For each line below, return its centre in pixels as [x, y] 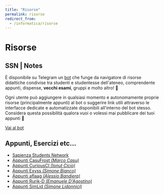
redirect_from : [21, 19]
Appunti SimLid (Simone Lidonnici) [47, 187]
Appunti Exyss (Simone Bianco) [44, 171]
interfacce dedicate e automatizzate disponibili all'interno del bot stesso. [78, 108]
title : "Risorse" [23, 10]
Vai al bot [14, 128]
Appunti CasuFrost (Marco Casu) [46, 161]
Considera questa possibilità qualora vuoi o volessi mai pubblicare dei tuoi [80, 113]
